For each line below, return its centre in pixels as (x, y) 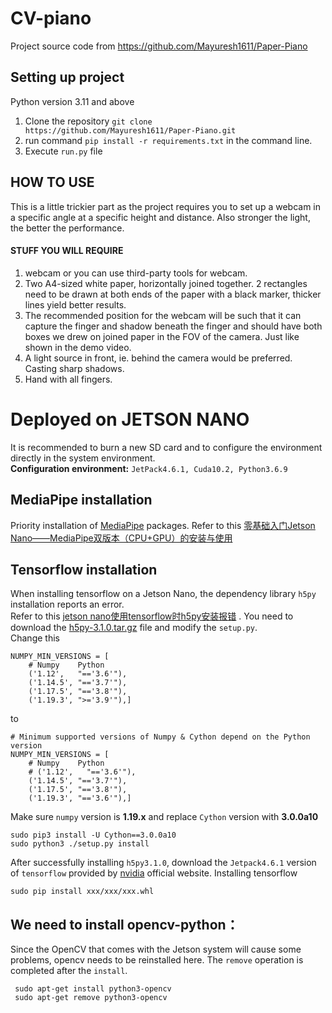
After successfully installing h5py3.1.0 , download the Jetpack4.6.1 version (163, 863)
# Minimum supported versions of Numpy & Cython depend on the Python (160, 737)
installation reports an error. (67, 604)
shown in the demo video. (78, 347)
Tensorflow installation (84, 569)
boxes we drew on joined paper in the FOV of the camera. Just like (162, 336)
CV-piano (51, 18)
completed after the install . (69, 971)
